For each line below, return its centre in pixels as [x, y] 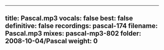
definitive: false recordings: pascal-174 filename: [82, 26]
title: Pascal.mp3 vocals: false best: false [69, 18]
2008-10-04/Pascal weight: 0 [51, 41]
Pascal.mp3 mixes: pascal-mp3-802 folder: [73, 34]
